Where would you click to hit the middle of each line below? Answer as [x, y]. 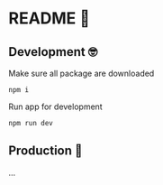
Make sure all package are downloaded [81, 73]
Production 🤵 [45, 151]
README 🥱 [50, 18]
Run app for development [55, 106]
